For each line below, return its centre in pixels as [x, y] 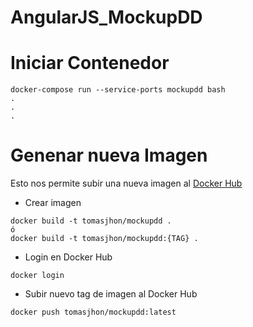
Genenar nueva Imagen [109, 155]
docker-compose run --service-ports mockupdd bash [118, 90]
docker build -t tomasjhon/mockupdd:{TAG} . [104, 239]
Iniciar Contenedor [90, 63]
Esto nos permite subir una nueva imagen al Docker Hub [126, 183]
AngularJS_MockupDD [106, 17]
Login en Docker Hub [68, 257]
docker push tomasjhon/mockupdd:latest [93, 312]
